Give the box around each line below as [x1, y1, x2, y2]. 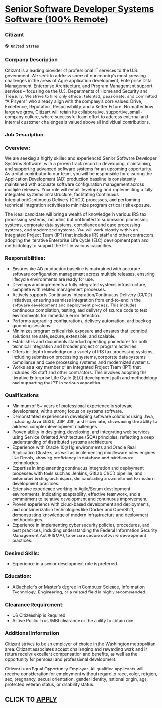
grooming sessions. [12, 323, 52, 328]
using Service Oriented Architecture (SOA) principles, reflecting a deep [12, 434, 154, 440]
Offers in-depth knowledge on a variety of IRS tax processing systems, [12, 348, 154, 354]
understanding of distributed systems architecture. [12, 439, 114, 445]
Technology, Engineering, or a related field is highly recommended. [12, 589, 146, 595]
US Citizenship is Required [12, 612, 65, 618]
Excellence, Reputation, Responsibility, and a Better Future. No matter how [5, 104, 154, 109]
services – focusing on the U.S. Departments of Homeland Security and [5, 88, 148, 94]
